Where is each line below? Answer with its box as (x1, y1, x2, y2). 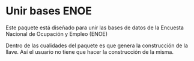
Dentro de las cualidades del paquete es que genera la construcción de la (5, 42, 189, 49)
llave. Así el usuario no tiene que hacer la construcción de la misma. (5, 48, 174, 55)
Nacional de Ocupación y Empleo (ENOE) (5, 30, 108, 37)
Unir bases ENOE (5, 4, 92, 18)
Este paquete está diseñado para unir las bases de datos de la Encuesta (5, 24, 184, 31)
